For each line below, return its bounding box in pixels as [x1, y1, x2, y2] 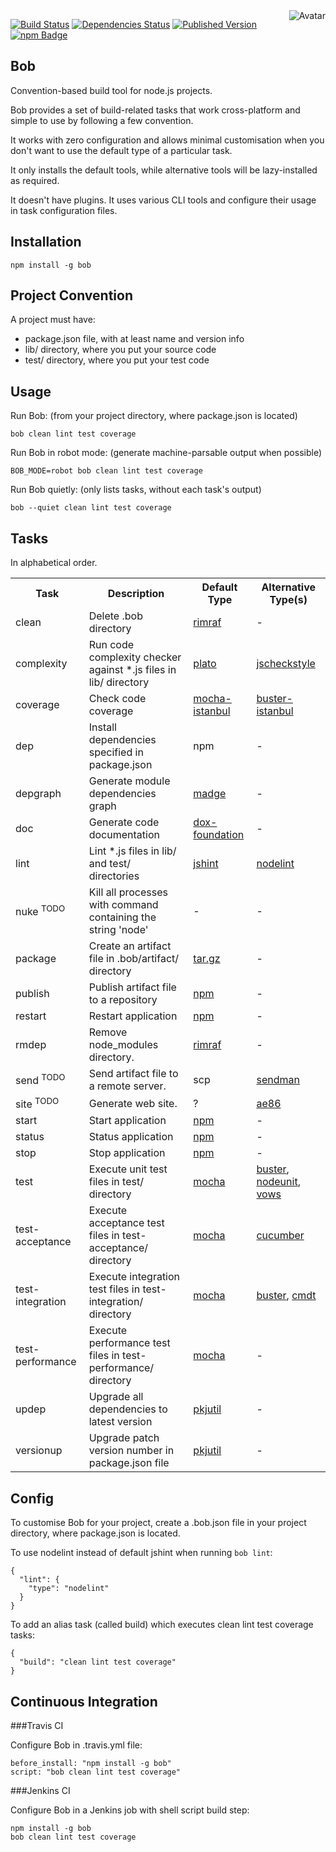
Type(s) [269, 593, 308, 607]
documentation [88, 828, 160, 842]
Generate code [88, 815, 160, 829]
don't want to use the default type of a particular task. [10, 144, 233, 156]
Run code [88, 638, 135, 652]
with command [88, 898, 159, 912]
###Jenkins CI [10, 1785, 71, 1797]
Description [107, 587, 165, 601]
